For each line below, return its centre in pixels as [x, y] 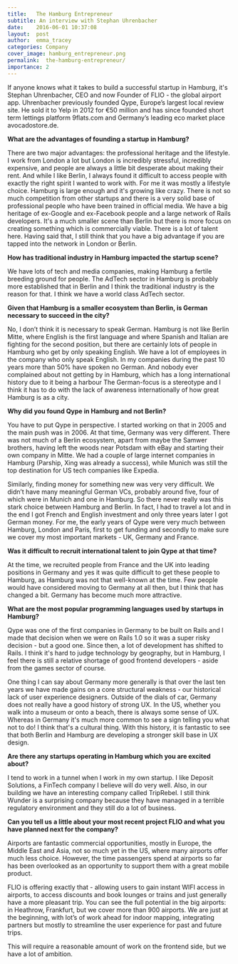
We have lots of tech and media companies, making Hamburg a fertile [110, 271]
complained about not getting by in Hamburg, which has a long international [119, 374]
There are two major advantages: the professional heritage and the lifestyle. [119, 152]
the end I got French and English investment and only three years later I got [118, 514]
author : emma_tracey [40, 41]
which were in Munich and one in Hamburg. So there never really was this [115, 499]
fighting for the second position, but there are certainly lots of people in [112, 344]
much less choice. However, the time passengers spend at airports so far [115, 858]
